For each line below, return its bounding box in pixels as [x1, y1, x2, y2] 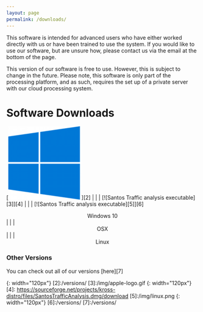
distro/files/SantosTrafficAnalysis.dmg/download [6, 292, 129, 299]
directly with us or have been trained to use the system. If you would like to [6, 40, 195, 48]
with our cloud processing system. [6, 84, 93, 92]
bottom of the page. [6, 53, 57, 60]
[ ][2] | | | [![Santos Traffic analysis [6, 194, 165, 201]
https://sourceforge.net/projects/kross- [16, 286, 116, 293]
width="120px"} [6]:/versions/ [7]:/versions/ [6, 299, 117, 306]
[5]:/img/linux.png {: [129, 292, 180, 299]
